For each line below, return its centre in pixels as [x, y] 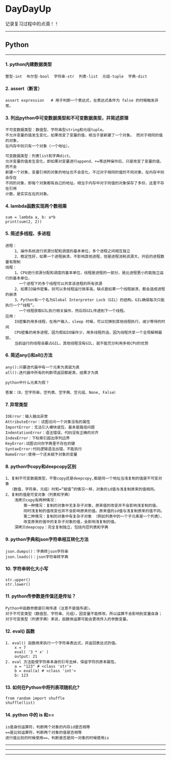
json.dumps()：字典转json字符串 [37, 551]
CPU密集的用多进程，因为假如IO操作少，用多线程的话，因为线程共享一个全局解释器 [88, 332]
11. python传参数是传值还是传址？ [41, 596]
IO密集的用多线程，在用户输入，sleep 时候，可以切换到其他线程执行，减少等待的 [88, 322]
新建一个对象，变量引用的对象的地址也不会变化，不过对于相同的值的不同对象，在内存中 [83, 172]
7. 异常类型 [17, 405]
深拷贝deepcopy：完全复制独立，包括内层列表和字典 [61, 527]
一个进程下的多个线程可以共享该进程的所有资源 [61, 283]
